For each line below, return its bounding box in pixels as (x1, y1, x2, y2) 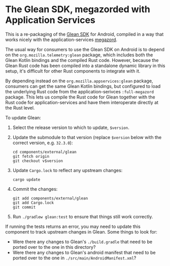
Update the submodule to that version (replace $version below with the (12, 134, 162, 140)
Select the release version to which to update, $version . (12, 124, 129, 130)
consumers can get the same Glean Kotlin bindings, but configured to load (5, 83, 161, 89)
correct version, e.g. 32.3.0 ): (12, 140, 73, 146)
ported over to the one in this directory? (12, 244, 96, 250)
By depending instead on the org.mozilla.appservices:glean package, (5, 78, 153, 84)
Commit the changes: (12, 186, 58, 192)
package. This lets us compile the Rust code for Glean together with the (5, 94, 156, 100)
